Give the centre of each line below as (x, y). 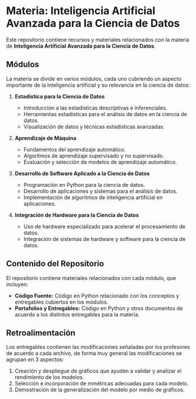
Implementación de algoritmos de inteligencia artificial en (93, 197)
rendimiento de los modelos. (49, 377)
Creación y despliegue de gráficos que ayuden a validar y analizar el (98, 371)
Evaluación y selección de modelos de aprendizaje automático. (100, 162)
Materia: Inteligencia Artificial (81, 11)
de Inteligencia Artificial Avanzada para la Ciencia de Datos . (81, 46)
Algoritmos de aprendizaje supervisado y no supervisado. (94, 156)
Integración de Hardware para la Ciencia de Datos (77, 215)
